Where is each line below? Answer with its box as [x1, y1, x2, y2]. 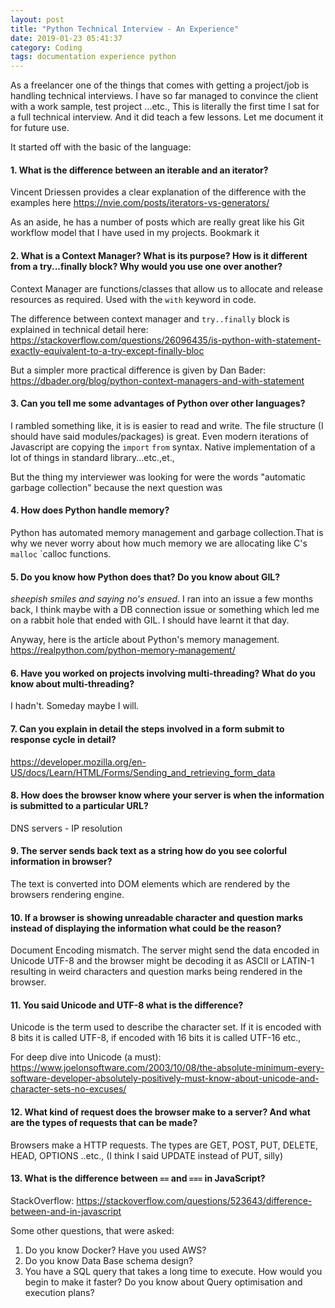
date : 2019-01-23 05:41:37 [10, 33, 123, 43]
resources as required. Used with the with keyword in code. [10, 293, 257, 305]
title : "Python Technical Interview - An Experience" [10, 24, 240, 34]
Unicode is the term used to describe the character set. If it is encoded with [10, 1021, 322, 1033]
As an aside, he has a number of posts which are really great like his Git [10, 216, 305, 228]
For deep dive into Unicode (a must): [10, 1051, 162, 1063]
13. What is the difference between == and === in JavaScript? [10, 1172, 266, 1185]
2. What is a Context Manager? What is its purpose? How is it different [10, 249, 308, 261]
